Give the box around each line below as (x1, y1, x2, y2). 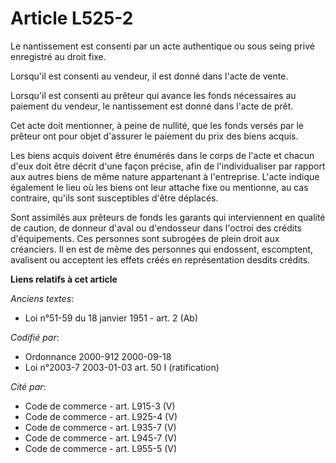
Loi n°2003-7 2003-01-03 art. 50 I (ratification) (24, 361, 220, 373)
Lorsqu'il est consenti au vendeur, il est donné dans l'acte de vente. (10, 70, 289, 82)
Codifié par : (10, 331, 60, 343)
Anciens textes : (10, 292, 75, 304)
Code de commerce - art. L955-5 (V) (24, 442, 178, 454)
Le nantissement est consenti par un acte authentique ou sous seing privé (10, 40, 315, 52)
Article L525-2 (10, 7, 134, 30)
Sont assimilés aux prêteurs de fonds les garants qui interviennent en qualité (10, 211, 326, 223)
